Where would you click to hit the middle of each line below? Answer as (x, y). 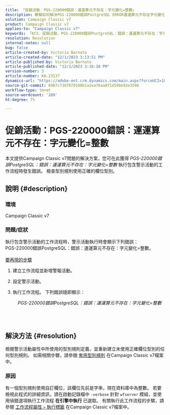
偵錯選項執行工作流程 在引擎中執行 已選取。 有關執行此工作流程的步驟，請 (87, 401)
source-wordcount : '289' (31, 95)
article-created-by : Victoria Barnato (46, 52)
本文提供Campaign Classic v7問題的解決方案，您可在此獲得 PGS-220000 (81, 158)
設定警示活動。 (28, 282)
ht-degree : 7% (20, 99)
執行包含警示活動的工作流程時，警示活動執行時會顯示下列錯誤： (72, 242)
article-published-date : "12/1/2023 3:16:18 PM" (57, 66)
